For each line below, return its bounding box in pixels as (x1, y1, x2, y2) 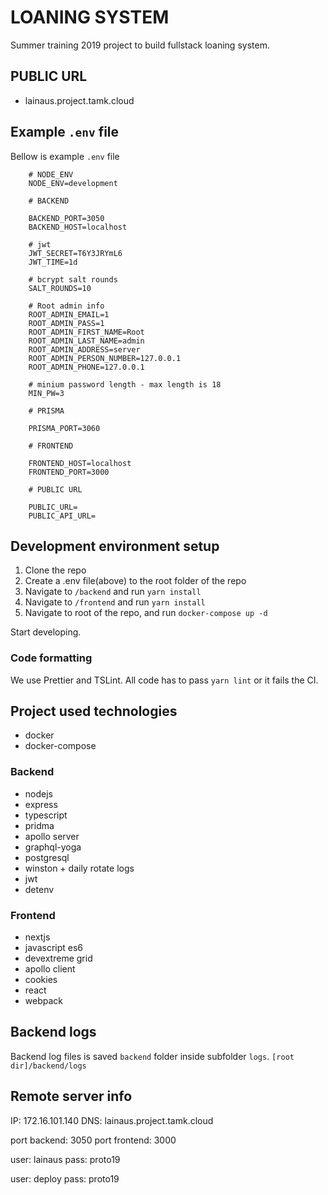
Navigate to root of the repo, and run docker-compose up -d (24, 607, 268, 619)
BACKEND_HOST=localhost (28, 222, 128, 232)
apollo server (24, 830, 80, 842)
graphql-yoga (24, 841, 82, 853)
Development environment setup (10, 537, 220, 555)
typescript (24, 809, 68, 821)
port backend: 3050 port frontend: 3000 (10, 1134, 177, 1146)
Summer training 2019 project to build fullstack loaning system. (10, 39, 270, 51)
